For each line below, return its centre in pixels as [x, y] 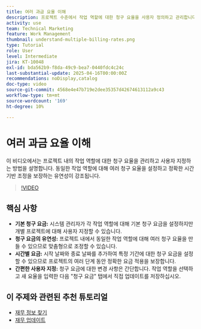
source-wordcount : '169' [37, 101]
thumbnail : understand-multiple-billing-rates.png [71, 40]
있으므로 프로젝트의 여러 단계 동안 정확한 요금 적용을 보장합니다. [102, 261]
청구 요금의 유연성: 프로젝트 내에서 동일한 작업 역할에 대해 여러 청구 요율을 [101, 239]
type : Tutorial [25, 46]
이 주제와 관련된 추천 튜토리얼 [57, 297]
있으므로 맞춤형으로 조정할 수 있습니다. [73, 246]
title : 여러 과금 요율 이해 [36, 12]
